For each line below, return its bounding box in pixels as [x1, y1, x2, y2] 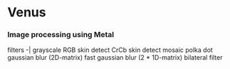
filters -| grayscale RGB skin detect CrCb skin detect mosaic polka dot [7, 46, 214, 54]
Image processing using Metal [7, 30, 115, 40]
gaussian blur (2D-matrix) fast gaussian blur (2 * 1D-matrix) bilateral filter [7, 53, 223, 62]
